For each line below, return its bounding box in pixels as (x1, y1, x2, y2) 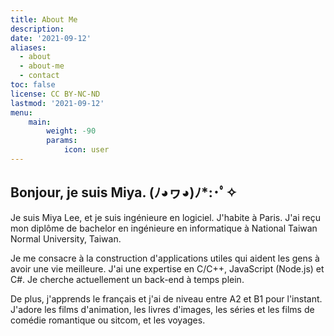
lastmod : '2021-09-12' (10, 98, 105, 108)
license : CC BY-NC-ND (10, 89, 101, 99)
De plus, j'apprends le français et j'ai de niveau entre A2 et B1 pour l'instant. (10, 292, 323, 305)
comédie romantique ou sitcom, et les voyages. (10, 314, 206, 326)
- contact (19, 71, 60, 81)
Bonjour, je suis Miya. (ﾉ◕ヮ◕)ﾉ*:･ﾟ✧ (10, 184, 238, 201)
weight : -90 (46, 126, 97, 136)
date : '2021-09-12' (10, 33, 92, 43)
